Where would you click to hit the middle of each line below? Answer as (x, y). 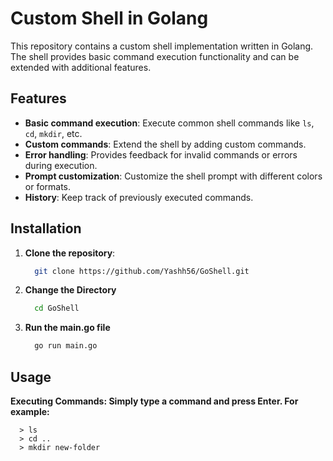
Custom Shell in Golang (109, 18)
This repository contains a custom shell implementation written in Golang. (162, 46)
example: (30, 411)
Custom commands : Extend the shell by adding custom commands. (165, 144)
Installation (46, 228)
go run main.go (66, 346)
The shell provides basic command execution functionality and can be (155, 56)
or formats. (48, 186)
